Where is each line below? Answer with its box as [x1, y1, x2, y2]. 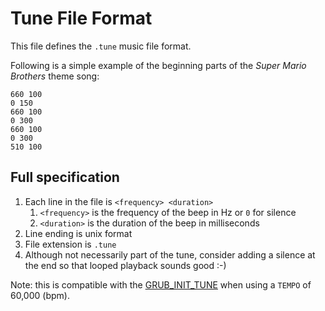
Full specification [10, 169, 120, 186]
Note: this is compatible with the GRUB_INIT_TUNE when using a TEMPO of [10, 278, 312, 291]
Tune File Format [10, 7, 153, 30]
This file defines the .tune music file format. [10, 40, 192, 52]
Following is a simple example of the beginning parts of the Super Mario [10, 59, 307, 71]
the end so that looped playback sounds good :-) [24, 259, 227, 271]
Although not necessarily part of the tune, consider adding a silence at [24, 248, 316, 261]
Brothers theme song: [10, 70, 100, 82]
